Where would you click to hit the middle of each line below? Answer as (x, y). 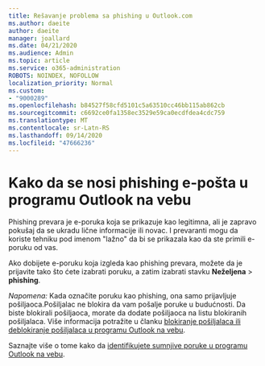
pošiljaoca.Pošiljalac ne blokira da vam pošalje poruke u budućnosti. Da (127, 304)
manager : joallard (39, 38)
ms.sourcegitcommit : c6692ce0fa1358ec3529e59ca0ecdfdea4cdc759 (117, 113)
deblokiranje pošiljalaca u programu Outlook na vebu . (97, 330)
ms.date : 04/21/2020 (43, 46)
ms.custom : (27, 90)
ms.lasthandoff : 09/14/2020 (56, 135)
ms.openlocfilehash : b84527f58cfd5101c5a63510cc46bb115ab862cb (117, 105)
